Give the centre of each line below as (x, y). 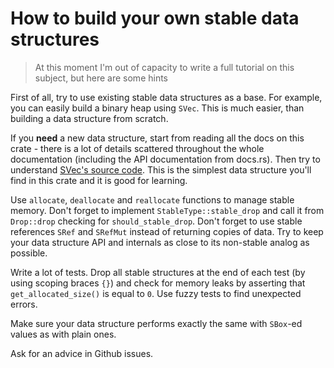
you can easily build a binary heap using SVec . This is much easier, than (157, 108)
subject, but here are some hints (101, 78)
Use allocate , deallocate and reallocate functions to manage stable (152, 199)
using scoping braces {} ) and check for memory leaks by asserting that (158, 283)
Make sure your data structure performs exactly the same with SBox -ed (156, 323)
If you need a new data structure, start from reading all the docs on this (157, 138)
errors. (24, 304)
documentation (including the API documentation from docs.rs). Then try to (165, 159)
